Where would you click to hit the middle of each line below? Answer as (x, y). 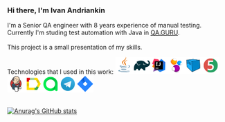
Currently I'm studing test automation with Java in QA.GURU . (93, 32)
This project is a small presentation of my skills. (75, 48)
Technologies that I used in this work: (61, 72)
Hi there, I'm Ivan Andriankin (56, 10)
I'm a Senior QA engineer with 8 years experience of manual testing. (105, 26)
